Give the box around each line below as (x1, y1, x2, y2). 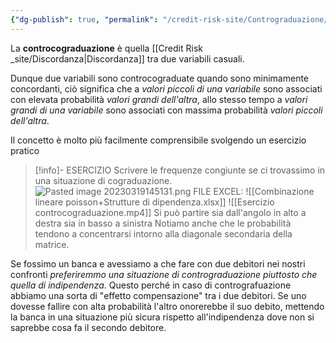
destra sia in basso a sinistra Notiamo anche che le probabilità (34, 217, 292, 229)
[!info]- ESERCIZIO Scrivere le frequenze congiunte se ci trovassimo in (34, 164, 326, 176)
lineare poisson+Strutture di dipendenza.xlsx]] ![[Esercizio (34, 196, 275, 208)
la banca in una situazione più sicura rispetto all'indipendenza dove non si (10, 311, 315, 323)
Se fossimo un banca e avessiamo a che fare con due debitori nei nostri (10, 257, 306, 270)
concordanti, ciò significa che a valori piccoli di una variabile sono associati (10, 82, 323, 95)
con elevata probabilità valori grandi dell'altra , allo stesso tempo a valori (10, 93, 308, 105)
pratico (10, 144, 40, 156)
